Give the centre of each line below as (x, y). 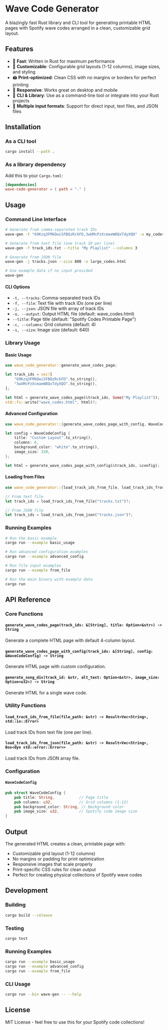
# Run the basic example (31, 538)
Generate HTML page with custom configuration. (56, 666)
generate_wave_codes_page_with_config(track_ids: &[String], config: (79, 651)
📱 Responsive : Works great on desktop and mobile (65, 90)
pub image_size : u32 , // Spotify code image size (76, 811)
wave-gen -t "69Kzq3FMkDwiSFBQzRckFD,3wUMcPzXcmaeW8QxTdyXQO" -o (74, 234)
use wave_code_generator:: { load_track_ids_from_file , (62, 487)
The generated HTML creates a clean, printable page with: (65, 844)
